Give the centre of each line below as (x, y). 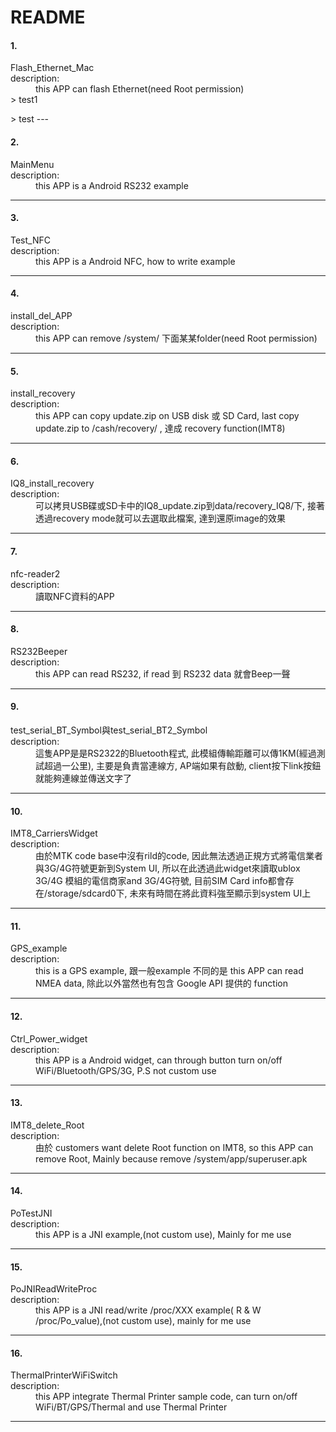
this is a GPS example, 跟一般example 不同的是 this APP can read (169, 971)
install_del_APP (41, 315)
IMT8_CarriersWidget (54, 833)
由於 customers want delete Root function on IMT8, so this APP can (174, 1147)
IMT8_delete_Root (47, 1125)
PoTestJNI (31, 1213)
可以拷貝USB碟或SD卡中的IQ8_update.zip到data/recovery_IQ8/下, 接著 (180, 506)
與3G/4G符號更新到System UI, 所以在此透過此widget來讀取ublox (168, 868)
